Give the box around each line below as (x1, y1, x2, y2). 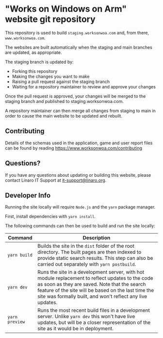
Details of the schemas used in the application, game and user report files (5, 140, 153, 146)
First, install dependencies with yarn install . (5, 214, 96, 220)
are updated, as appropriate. (5, 50, 62, 55)
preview (7, 319, 25, 325)
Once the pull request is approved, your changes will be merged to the (5, 93, 146, 99)
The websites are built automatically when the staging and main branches (5, 44, 153, 50)
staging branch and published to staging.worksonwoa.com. (5, 98, 124, 104)
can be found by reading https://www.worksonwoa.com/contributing (5, 145, 142, 151)
